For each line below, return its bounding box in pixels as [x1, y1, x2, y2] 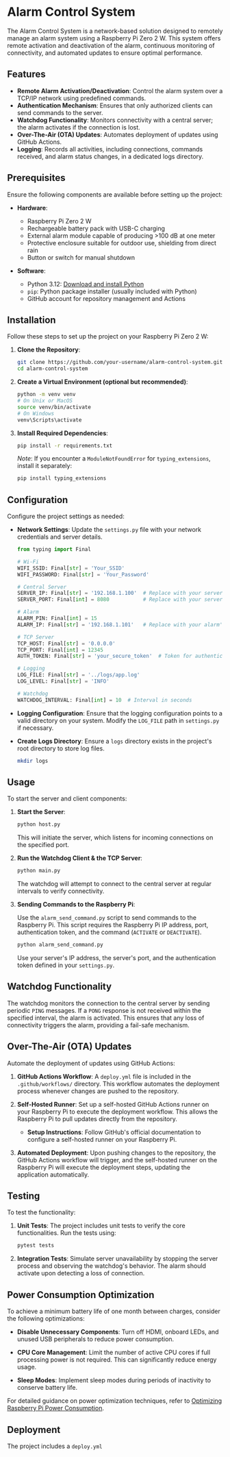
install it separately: [16, 462, 73, 470]
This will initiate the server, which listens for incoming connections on [16, 833, 214, 842]
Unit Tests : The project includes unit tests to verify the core [16, 1221, 186, 1230]
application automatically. [16, 1170, 90, 1179]
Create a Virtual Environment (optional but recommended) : [16, 378, 188, 386]
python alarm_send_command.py [16, 942, 104, 948]
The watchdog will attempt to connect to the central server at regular [16, 880, 212, 888]
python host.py [16, 821, 61, 828]
